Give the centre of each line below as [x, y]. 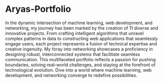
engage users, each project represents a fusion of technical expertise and [81, 43]
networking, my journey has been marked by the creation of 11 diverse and [82, 28]
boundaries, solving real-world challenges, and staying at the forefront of [81, 65]
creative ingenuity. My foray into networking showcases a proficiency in [79, 49]
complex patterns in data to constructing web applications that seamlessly [81, 39]
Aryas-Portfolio [38, 9]
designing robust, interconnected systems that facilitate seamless [73, 54]
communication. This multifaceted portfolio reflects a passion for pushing [81, 59]
